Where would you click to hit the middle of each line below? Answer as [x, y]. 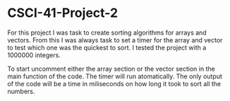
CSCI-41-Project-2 [63, 13]
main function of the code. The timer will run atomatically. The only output [115, 76]
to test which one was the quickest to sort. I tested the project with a [107, 47]
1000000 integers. [34, 55]
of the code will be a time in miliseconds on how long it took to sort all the [114, 83]
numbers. [21, 91]
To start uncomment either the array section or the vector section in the [111, 69]
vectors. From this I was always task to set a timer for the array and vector [115, 40]
